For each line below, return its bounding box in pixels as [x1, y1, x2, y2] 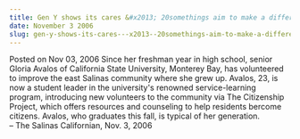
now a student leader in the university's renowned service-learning [9, 82, 256, 94]
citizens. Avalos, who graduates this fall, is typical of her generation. [9, 110, 261, 121]
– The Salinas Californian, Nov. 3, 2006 [9, 120, 153, 131]
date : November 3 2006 [9, 21, 94, 30]
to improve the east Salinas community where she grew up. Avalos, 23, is [9, 73, 279, 84]
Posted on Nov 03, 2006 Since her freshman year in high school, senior [9, 54, 273, 65]
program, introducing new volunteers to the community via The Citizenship [9, 92, 285, 102]
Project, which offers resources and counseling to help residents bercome [9, 102, 282, 112]
